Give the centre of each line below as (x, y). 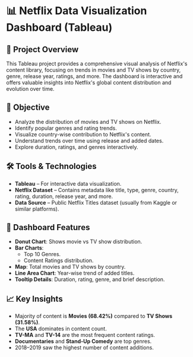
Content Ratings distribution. (58, 260)
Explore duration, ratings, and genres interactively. (76, 147)
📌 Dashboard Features (48, 227)
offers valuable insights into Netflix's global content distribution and (89, 82)
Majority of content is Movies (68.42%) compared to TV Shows (94, 316)
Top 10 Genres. (42, 254)
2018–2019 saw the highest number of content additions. (84, 348)
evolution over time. (30, 89)
